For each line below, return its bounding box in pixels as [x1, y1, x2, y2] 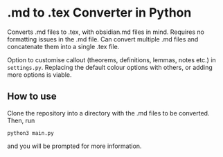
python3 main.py [7, 129, 54, 136]
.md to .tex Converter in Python [7, 5, 192, 21]
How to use [7, 91, 57, 102]
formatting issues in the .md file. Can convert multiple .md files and [7, 35, 199, 43]
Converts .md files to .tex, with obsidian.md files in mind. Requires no [7, 28, 204, 36]
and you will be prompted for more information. [7, 142, 142, 150]
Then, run [7, 116, 35, 124]
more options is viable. [7, 71, 72, 79]
